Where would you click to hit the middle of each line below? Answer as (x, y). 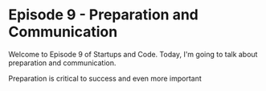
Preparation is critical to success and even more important (105, 78)
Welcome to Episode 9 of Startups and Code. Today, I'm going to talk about (133, 54)
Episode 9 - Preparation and (104, 15)
